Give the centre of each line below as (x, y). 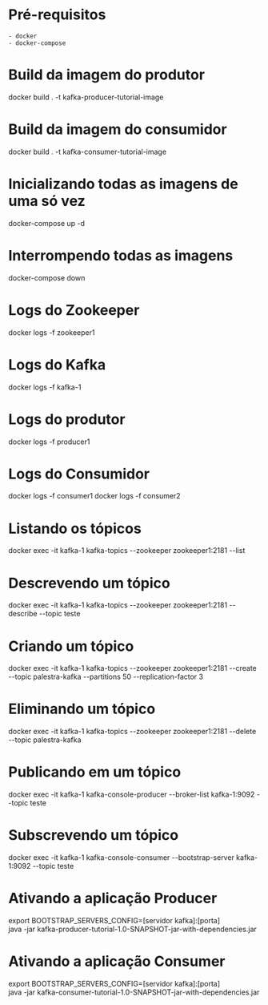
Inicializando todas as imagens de (123, 184)
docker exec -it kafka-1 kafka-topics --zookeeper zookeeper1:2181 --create (133, 668)
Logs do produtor (67, 419)
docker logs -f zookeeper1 (52, 332)
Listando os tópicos (75, 529)
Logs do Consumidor (79, 474)
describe (23, 614)
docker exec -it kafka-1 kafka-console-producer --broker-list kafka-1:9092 (132, 794)
